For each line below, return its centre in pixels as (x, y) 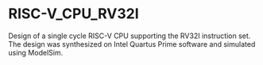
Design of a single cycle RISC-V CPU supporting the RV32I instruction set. (130, 36)
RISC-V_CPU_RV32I (73, 14)
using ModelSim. (36, 52)
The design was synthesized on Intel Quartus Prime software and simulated (132, 44)
